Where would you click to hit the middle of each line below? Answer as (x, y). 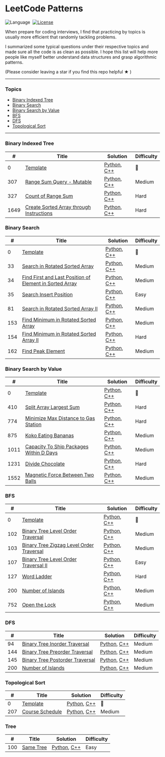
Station (33, 425)
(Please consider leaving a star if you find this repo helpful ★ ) (68, 71)
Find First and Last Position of (56, 277)
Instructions (39, 213)
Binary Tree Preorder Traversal (57, 652)
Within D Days (41, 453)
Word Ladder (37, 577)
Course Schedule (42, 712)
